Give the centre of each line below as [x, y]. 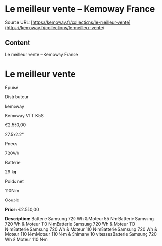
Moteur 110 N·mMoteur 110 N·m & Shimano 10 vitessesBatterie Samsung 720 [81, 234]
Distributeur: [17, 97]
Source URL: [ [19, 22]
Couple [12, 200]
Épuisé [12, 87]
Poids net [15, 181]
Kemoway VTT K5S [24, 115]
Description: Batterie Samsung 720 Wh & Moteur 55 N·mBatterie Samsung [79, 218]
